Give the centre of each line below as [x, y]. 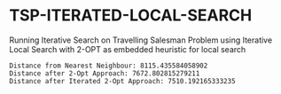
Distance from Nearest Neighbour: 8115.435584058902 [109, 66]
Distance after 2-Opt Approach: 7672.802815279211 [105, 73]
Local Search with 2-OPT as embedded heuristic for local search [128, 49]
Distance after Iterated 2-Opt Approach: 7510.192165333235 [123, 81]
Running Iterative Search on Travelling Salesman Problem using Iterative [141, 40]
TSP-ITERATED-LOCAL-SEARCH [131, 16]
